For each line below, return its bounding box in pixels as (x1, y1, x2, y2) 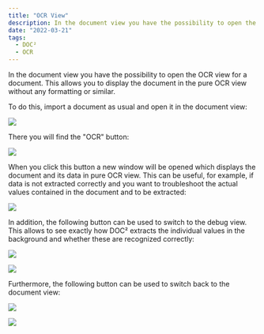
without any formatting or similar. (8, 87, 116, 96)
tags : (8, 33, 26, 42)
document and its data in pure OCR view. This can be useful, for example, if (8, 171, 255, 180)
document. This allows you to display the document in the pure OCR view (8, 78, 247, 88)
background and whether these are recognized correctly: (8, 235, 195, 243)
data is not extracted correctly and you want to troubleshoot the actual (8, 179, 239, 188)
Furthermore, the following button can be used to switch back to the (8, 280, 230, 288)
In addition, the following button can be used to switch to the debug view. (8, 218, 247, 227)
